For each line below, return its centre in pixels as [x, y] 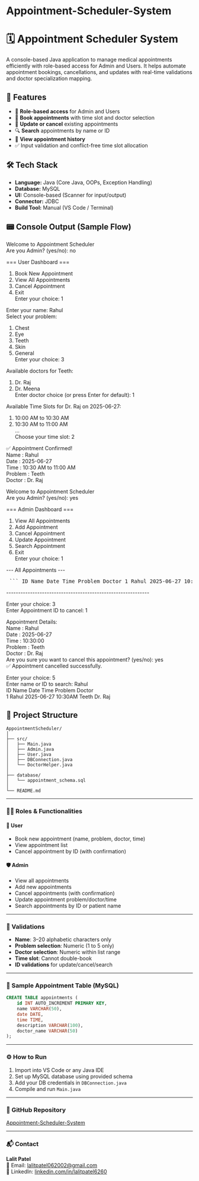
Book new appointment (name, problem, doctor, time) [80, 839]
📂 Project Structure [42, 715]
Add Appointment [36, 527]
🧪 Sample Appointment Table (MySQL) [63, 986]
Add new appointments [43, 887]
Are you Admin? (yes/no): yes [42, 498]
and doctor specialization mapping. [49, 79]
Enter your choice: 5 [31, 678]
